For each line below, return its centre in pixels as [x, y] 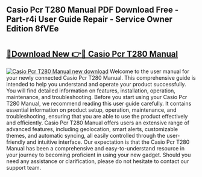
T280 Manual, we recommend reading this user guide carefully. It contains [99, 103]
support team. [24, 168]
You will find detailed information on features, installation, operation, [91, 91]
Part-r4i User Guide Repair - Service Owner [90, 20]
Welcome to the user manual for [150, 71]
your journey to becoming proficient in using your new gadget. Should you [99, 155]
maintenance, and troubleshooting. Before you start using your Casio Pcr [97, 97]
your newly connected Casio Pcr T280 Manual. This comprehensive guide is [101, 78]
